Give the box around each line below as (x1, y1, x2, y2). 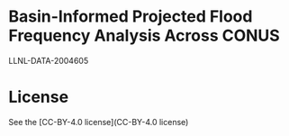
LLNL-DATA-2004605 (8, 55, 89, 66)
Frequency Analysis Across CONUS (8, 25, 280, 46)
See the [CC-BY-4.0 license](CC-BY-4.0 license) (8, 116, 189, 127)
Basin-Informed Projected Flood (8, 6, 253, 27)
